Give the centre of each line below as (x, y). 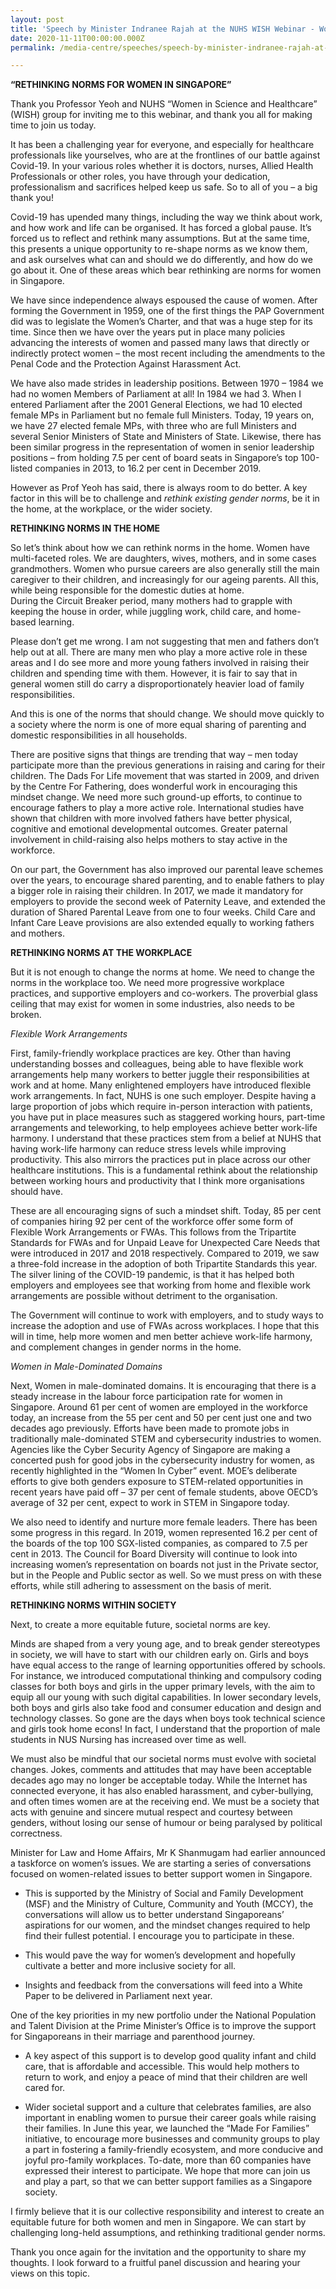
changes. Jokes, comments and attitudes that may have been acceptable (161, 1770)
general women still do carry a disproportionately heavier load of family (157, 684)
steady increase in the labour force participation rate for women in (146, 1397)
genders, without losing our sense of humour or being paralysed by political (166, 1823)
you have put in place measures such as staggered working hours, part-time (168, 1117)
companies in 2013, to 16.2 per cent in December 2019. (148, 468)
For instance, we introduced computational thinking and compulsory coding (166, 1676)
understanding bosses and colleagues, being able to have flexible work (157, 1064)
